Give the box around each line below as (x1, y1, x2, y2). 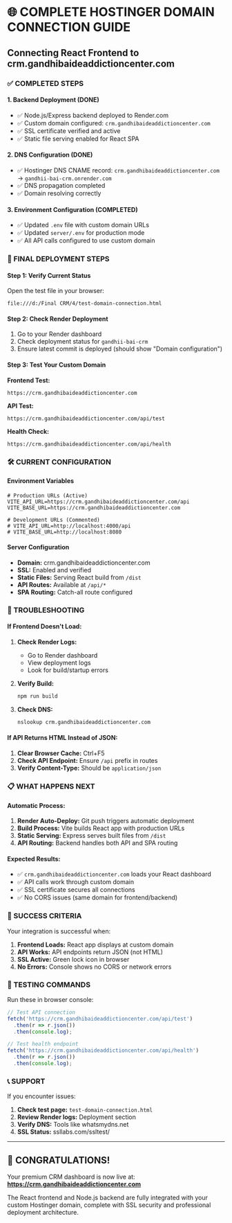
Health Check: (7, 427, 50, 435)
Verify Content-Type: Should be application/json (17, 764, 162, 773)
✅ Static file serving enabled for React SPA (17, 134, 139, 143)
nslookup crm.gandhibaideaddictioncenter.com (17, 719, 151, 725)
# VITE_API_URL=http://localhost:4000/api (7, 522, 131, 529)
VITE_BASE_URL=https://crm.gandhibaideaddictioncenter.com (7, 504, 181, 511)
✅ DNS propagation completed (17, 181, 106, 189)
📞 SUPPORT (7, 1076, 46, 1086)
